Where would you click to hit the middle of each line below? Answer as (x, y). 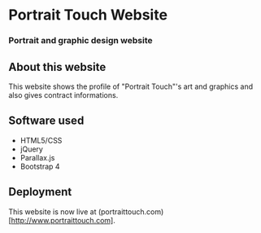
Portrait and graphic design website (80, 41)
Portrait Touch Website (88, 15)
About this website (57, 67)
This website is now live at (52, 211)
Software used (46, 121)
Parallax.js (37, 157)
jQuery (31, 149)
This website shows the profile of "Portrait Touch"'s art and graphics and (131, 86)
